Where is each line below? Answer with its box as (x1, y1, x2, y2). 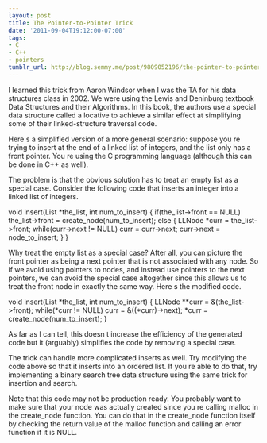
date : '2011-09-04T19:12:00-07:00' (8, 26, 126, 34)
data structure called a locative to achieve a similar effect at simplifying (8, 110, 241, 120)
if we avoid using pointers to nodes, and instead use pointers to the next (8, 264, 245, 274)
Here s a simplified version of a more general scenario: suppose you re (8, 134, 241, 144)
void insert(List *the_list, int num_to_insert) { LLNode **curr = (8, 297, 210, 306)
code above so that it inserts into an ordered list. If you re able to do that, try (8, 361, 257, 371)
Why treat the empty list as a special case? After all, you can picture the (8, 248, 243, 257)
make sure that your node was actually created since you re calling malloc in (8, 402, 258, 411)
